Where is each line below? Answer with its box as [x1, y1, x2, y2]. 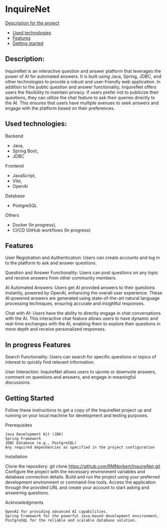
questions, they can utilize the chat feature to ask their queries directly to [5, 94, 156, 100]
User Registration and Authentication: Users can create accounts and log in [5, 255, 160, 261]
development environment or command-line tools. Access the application [5, 479, 156, 485]
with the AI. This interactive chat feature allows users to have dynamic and [5, 315, 159, 321]
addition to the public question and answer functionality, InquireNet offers [5, 84, 157, 90]
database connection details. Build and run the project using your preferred [5, 474, 160, 480]
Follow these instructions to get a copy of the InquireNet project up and [5, 407, 152, 413]
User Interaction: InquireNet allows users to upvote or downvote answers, [5, 369, 157, 375]
